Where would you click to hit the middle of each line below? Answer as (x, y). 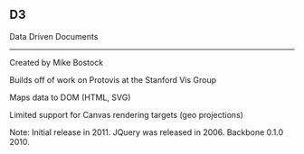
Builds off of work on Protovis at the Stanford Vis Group (113, 79)
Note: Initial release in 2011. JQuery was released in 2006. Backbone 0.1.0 (147, 132)
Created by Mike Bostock (57, 62)
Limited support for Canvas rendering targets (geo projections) (127, 114)
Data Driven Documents (54, 36)
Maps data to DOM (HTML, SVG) (70, 97)
